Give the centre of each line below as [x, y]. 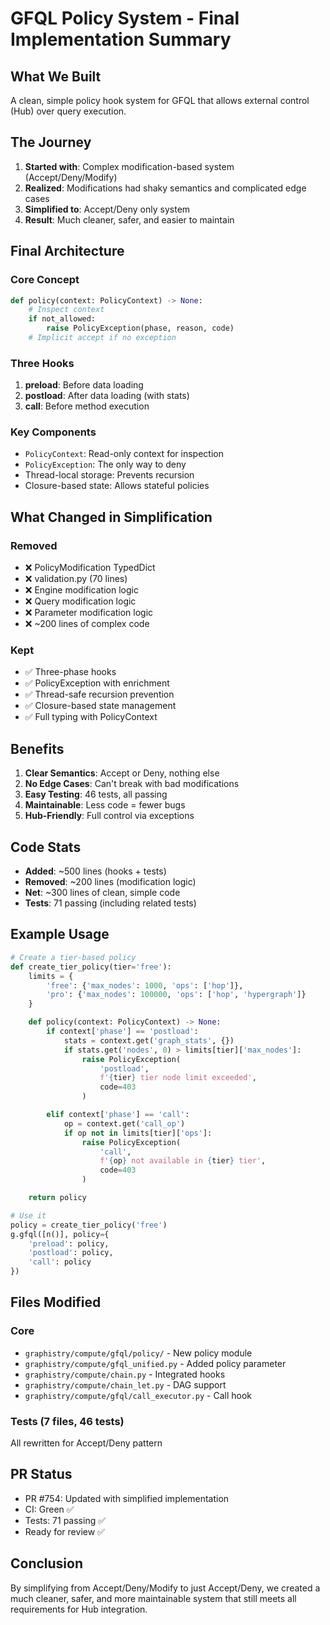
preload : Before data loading [84, 385]
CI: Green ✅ [49, 1509]
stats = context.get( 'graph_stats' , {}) [149, 1040]
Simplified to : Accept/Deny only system [107, 209]
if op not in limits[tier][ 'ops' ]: [138, 1133]
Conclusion [47, 1563]
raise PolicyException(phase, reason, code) [140, 328]
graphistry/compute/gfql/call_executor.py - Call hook [138, 1395]
